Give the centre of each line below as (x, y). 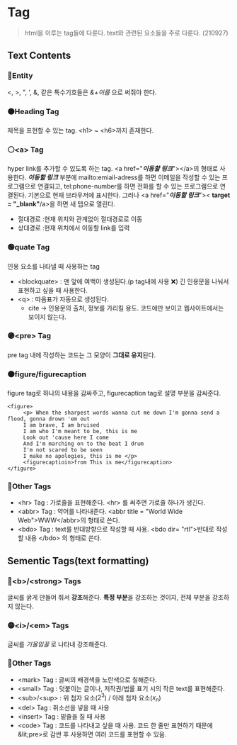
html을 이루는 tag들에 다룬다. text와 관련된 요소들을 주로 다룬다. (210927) (126, 33)
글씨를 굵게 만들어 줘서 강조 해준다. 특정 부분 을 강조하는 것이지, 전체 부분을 (109, 598)
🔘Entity (20, 76)
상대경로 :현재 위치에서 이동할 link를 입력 (74, 228)
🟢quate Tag (29, 247)
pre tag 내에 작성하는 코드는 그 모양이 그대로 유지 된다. (82, 354)
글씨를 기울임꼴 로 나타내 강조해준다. (57, 644)
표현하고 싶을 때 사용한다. (53, 290)
